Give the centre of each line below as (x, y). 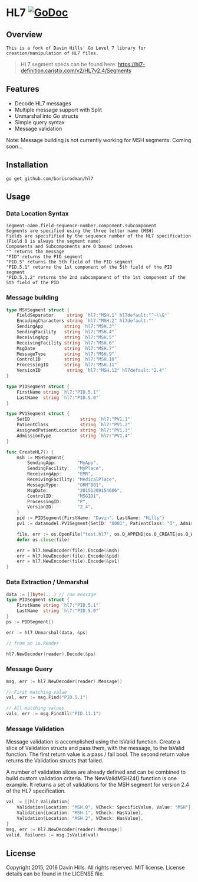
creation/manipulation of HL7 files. (52, 53)
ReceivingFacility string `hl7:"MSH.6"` (67, 343)
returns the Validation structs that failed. (55, 761)
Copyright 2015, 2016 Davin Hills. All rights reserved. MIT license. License (95, 868)
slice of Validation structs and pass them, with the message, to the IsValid (95, 748)
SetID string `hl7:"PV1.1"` (75, 419)
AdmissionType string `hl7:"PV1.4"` (75, 436)
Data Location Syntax (37, 213)
